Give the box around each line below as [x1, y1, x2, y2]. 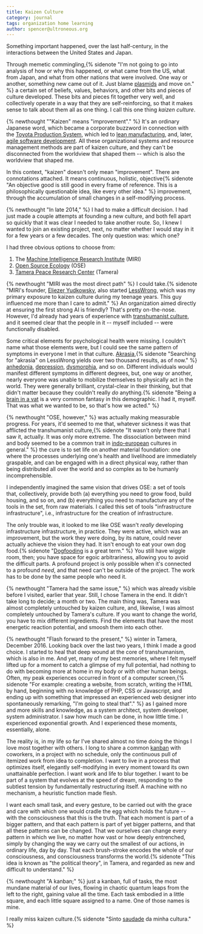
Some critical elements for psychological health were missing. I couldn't [6, 337, 186, 344]
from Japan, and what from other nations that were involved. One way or [6, 74, 188, 81]
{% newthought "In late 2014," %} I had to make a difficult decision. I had [6, 206, 188, 214]
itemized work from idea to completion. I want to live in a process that [6, 757, 181, 764]
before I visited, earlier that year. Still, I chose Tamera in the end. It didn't [6, 591, 188, 599]
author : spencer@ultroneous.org [6, 26, 88, 32]
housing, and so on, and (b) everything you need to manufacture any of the [6, 497, 194, 504]
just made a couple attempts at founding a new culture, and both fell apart [6, 212, 191, 220]
